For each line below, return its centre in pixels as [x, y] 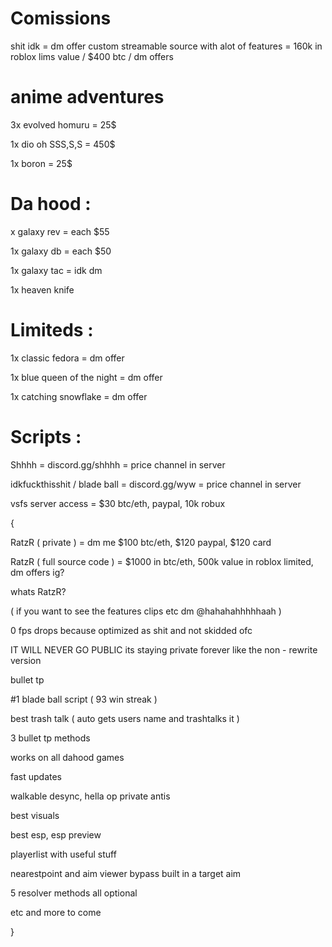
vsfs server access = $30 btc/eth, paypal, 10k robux [118, 503]
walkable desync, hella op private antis [90, 796]
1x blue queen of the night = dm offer [86, 377]
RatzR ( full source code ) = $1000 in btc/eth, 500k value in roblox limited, [162, 561]
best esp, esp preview [56, 834]
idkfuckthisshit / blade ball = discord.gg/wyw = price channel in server [156, 484]
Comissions [61, 18]
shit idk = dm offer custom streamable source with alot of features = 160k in [166, 46]
